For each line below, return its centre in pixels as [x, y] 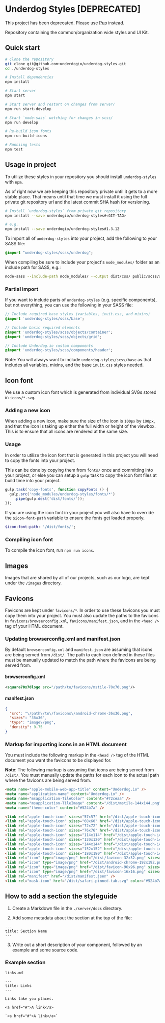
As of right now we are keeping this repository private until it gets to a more [82, 191]
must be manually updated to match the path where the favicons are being [81, 660]
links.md [14, 973]
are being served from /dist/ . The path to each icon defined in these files [80, 655]
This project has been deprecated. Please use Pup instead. [65, 23]
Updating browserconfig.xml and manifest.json [63, 639]
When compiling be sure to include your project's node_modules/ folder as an [82, 262]
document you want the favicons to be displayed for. [58, 760]
